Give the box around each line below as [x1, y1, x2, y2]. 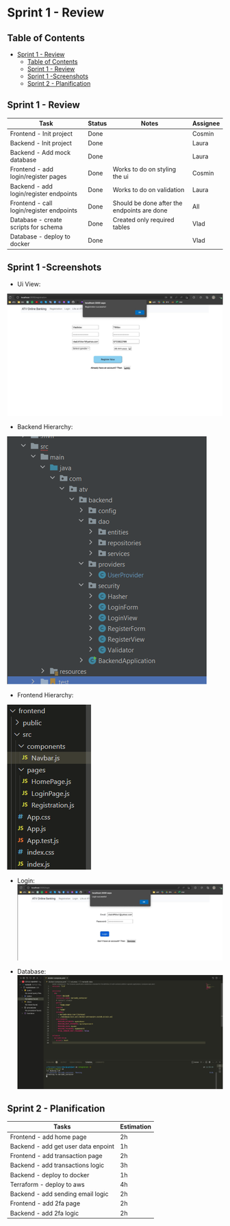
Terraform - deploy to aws [10, 1180, 85, 1188]
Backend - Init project [10, 139, 72, 147]
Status [88, 119, 107, 128]
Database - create [10, 216, 62, 224]
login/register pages [10, 173, 67, 181]
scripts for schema [10, 223, 63, 231]
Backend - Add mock [10, 149, 71, 157]
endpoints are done [112, 206, 168, 214]
